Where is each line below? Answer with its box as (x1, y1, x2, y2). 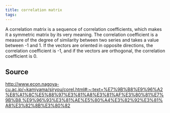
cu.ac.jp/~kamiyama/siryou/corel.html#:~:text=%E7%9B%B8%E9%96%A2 (5, 87, 163, 93)
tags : (5, 12, 17, 17)
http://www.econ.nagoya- (5, 81, 59, 87)
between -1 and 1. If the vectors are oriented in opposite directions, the (5, 42, 153, 48)
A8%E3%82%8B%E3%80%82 (5, 102, 71, 109)
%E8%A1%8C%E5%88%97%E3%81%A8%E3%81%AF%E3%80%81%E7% (5, 92, 164, 98)
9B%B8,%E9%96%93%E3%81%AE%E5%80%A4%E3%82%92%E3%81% (5, 97, 163, 103)
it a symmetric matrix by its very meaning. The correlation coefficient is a (5, 31, 158, 37)
